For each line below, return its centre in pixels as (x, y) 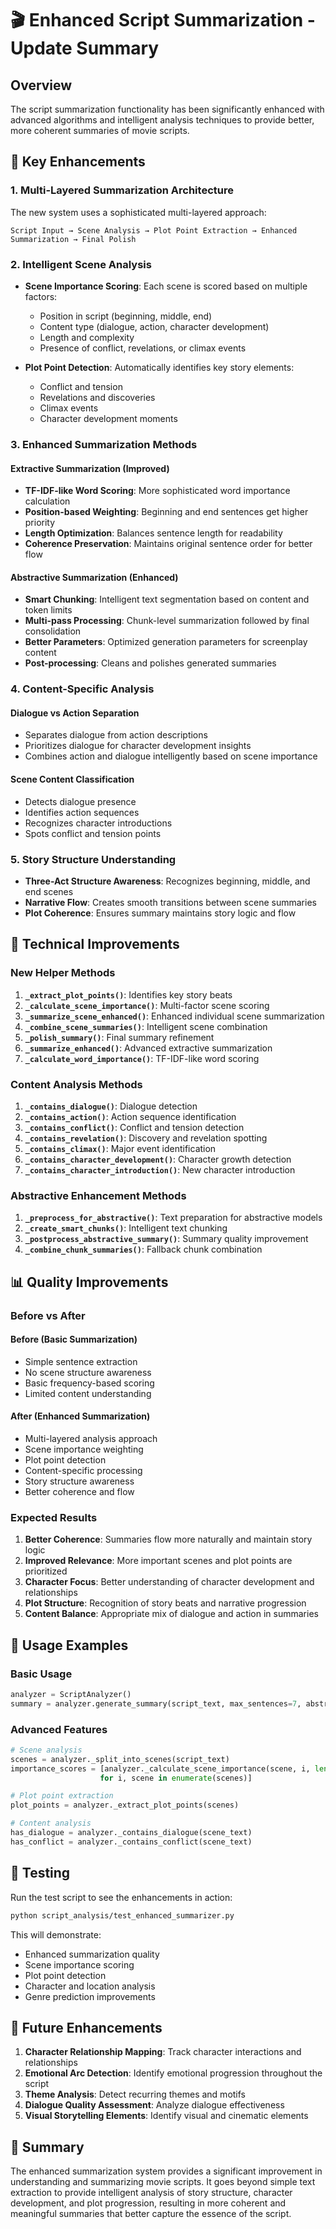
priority (40, 523)
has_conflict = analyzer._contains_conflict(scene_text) (131, 1842)
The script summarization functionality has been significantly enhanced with (167, 109)
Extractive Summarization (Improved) (90, 468)
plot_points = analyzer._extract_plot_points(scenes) (125, 1805)
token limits (48, 610)
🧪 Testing (40, 1873)
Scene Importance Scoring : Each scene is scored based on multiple (166, 286)
